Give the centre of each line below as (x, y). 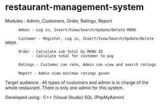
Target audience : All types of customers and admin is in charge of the (77, 82)
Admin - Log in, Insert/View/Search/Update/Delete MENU (77, 30)
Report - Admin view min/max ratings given (64, 73)
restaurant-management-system (75, 7)
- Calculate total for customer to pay (73, 56)
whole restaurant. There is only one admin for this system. (64, 88)
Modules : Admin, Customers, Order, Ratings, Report (59, 21)
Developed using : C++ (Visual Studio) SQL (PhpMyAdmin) (65, 97)
